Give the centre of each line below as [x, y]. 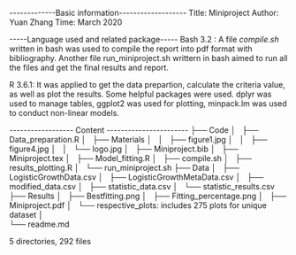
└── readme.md [39, 224]
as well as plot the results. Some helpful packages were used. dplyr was [140, 94]
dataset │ [27, 215]
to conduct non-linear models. [64, 113]
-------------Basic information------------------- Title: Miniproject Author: [144, 13]
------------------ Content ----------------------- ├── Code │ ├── [134, 130]
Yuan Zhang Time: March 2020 [66, 22]
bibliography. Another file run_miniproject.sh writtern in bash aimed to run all [148, 58]
